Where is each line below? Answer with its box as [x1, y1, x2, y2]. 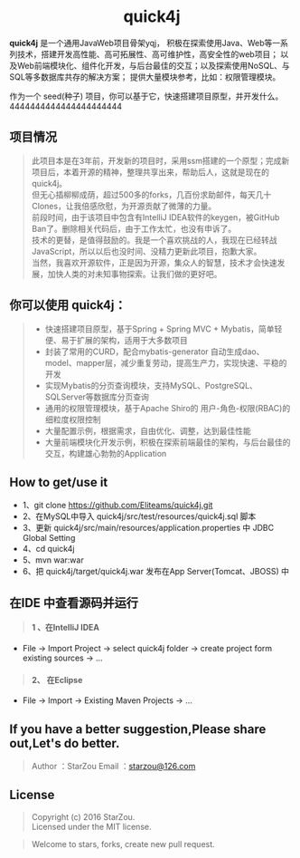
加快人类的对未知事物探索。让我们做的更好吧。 [47, 268, 222, 279]
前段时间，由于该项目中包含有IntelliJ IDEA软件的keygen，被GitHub [31, 211, 280, 223]
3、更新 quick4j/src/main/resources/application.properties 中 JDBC [22, 523, 274, 534]
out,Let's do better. [9, 736, 120, 751]
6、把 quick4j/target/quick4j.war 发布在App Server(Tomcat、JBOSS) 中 [22, 566, 289, 577]
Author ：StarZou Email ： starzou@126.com [31, 760, 196, 771]
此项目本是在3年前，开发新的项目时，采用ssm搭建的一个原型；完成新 [31, 155, 290, 166]
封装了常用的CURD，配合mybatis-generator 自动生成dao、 [44, 346, 265, 357]
